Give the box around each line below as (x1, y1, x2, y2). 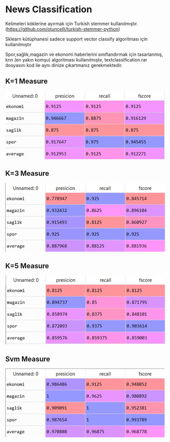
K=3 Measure (5, 169, 50, 178)
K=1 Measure (5, 77, 48, 86)
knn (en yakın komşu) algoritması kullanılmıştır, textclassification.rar (5, 56, 148, 62)
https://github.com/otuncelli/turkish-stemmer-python (7, 26, 119, 32)
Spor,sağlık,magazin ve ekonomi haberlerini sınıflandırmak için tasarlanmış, (5, 51, 163, 57)
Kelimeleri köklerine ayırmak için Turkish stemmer (5, 20, 110, 27)
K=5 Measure (5, 261, 50, 270)
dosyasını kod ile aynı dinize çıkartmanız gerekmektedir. (5, 62, 123, 68)
